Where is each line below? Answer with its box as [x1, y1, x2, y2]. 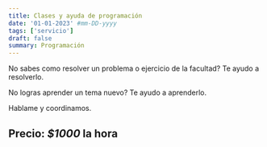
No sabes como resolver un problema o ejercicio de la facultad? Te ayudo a [8, 63, 260, 73]
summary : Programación [8, 42, 85, 50]
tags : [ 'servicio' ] [8, 27, 74, 35]
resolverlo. [8, 72, 44, 82]
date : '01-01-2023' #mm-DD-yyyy [8, 19, 117, 27]
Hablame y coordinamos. [8, 104, 92, 113]
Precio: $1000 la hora [8, 126, 119, 141]
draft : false [8, 34, 52, 43]
